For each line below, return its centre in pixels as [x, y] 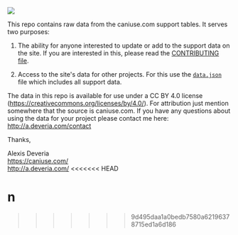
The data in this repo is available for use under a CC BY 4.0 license [105, 95]
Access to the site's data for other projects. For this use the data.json [120, 74]
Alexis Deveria [28, 153]
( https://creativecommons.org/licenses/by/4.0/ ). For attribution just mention [118, 103]
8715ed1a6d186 [153, 224]
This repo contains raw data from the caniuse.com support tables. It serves [118, 24]
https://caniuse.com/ [38, 161]
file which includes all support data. [70, 82]
